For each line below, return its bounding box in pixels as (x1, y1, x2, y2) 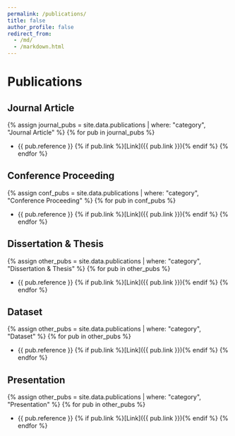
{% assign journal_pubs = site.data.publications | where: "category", (7, 121, 206, 129)
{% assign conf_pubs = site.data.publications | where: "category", (7, 188, 199, 197)
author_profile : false (7, 23, 74, 30)
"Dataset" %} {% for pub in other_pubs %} (7, 332, 132, 340)
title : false (7, 17, 46, 24)
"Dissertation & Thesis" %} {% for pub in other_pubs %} (7, 264, 171, 272)
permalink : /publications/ (7, 10, 87, 18)
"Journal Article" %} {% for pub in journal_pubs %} (7, 128, 155, 137)
